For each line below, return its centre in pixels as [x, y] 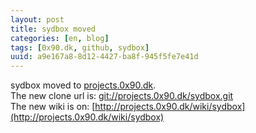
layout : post [37, 19]
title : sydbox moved [53, 29]
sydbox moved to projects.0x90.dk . [83, 85]
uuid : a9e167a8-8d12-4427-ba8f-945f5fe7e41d [104, 57]
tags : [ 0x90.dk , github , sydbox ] [80, 47]
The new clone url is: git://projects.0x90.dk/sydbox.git [122, 96]
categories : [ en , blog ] [60, 38]
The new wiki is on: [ [53, 107]
